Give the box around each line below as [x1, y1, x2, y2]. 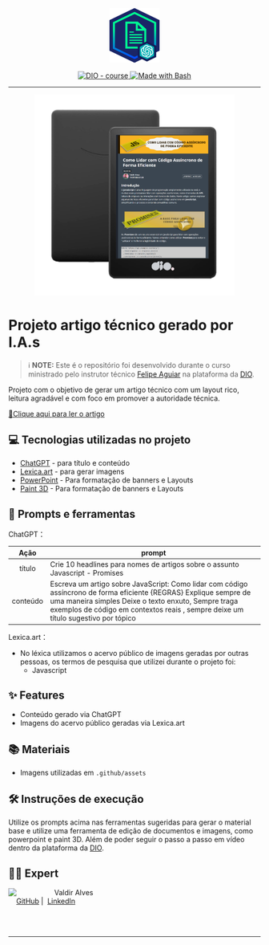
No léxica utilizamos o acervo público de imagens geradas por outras [19, 648, 249, 658]
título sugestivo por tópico [50, 613, 136, 623]
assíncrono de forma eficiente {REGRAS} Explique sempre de [50, 588, 251, 597]
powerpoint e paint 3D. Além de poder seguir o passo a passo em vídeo [8, 835, 245, 845]
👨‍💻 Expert [8, 866, 58, 880]
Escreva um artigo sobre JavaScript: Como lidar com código [50, 579, 248, 589]
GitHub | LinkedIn [15, 896, 76, 906]
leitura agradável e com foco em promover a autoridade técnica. [8, 393, 220, 403]
